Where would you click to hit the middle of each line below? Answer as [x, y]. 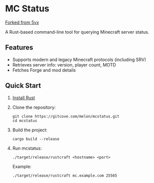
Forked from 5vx [22, 22]
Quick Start [23, 86]
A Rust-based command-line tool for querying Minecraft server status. [77, 32]
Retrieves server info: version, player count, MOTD [64, 64]
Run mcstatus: [27, 148]
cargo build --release [36, 139]
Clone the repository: [34, 107]
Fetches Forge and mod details [44, 70]
